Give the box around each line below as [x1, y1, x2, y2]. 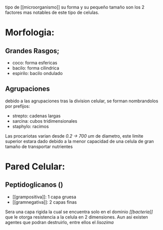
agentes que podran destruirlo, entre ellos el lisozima [5, 219, 114, 225]
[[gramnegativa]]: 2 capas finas [12, 199, 77, 205]
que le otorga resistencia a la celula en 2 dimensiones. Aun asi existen [5, 214, 148, 220]
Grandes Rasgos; [5, 47, 59, 55]
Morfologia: [5, 27, 54, 38]
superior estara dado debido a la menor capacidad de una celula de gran [5, 138, 154, 144]
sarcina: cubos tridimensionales [12, 118, 78, 124]
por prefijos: [5, 103, 30, 109]
